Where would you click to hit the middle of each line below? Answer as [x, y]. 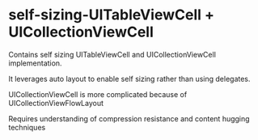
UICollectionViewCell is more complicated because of [98, 94]
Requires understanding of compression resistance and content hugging [129, 118]
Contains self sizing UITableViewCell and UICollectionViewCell [112, 54]
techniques [27, 127]
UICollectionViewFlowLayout [56, 103]
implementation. [35, 63]
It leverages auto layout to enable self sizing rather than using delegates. [129, 78]
